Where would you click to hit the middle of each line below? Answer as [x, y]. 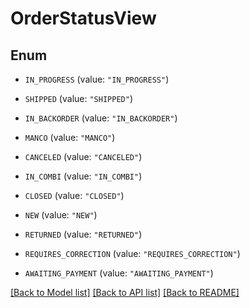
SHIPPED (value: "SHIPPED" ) [78, 98]
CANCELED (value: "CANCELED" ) [83, 156]
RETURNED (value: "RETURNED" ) [83, 234]
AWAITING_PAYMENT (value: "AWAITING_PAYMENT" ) [119, 273]
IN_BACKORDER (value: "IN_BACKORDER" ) [101, 118]
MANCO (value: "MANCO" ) [70, 137]
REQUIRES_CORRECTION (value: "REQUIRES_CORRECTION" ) [132, 253]
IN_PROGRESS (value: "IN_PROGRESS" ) [97, 79]
